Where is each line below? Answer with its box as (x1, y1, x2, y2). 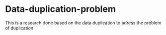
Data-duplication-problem (5, 3, 116, 15)
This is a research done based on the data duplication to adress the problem (5, 20, 162, 26)
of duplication (5, 25, 34, 31)
